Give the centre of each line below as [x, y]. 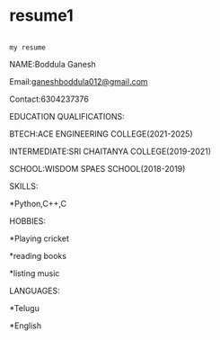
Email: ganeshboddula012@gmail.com [79, 81]
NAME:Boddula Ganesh [53, 64]
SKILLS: [24, 186]
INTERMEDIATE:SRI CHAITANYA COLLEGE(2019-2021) [110, 151]
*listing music [35, 273]
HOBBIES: [28, 220]
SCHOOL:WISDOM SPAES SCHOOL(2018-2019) [97, 168]
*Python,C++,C [38, 203]
